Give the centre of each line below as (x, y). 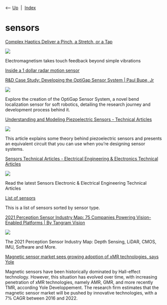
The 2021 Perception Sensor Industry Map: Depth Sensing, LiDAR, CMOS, (81, 242)
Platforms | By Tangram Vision (54, 223)
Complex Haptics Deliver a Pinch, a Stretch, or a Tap (59, 41)
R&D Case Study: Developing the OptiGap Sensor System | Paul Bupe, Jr (80, 80)
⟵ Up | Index (21, 8)
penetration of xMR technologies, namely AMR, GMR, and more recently (79, 282)
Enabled (14, 223)
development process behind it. (38, 109)
